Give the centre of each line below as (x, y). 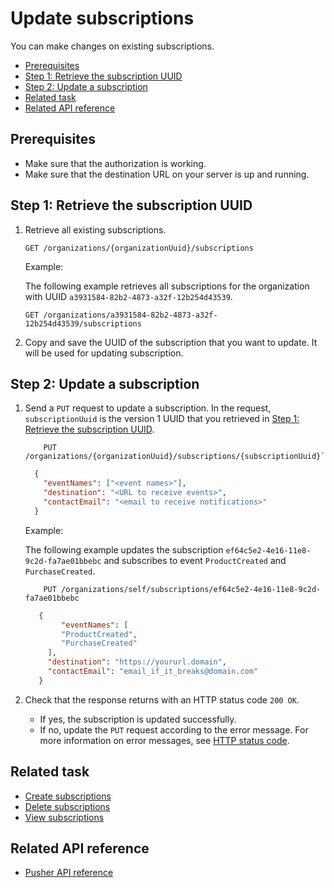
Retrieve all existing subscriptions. (95, 229)
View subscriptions (64, 817)
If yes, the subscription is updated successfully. (138, 719)
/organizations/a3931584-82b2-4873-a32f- (130, 315)
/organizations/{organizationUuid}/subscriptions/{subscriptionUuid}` (175, 457)
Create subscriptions (68, 796)
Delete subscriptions (67, 806)
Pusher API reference (69, 873)
